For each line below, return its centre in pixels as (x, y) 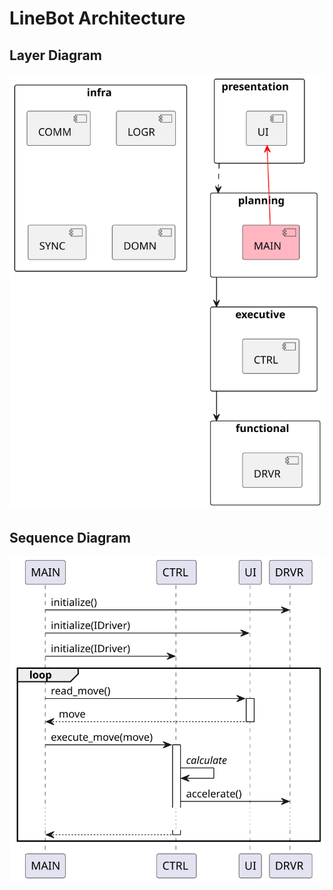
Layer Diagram (55, 55)
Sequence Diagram (70, 537)
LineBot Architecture (97, 18)
